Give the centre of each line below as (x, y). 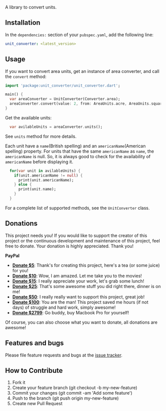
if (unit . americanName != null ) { (48, 176)
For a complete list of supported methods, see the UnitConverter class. (77, 208)
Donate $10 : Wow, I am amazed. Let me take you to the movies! (77, 276)
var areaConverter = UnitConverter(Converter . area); (65, 99)
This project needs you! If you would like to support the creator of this (76, 235)
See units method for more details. (41, 136)
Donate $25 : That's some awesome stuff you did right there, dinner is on (86, 286)
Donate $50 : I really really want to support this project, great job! (78, 296)
